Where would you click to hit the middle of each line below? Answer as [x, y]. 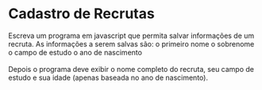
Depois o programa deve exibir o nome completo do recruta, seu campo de [131, 69]
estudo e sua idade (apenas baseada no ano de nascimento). [108, 77]
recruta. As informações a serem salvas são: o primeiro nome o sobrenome [131, 43]
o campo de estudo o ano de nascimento [75, 52]
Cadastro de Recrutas [81, 14]
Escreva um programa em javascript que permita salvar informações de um [131, 36]
